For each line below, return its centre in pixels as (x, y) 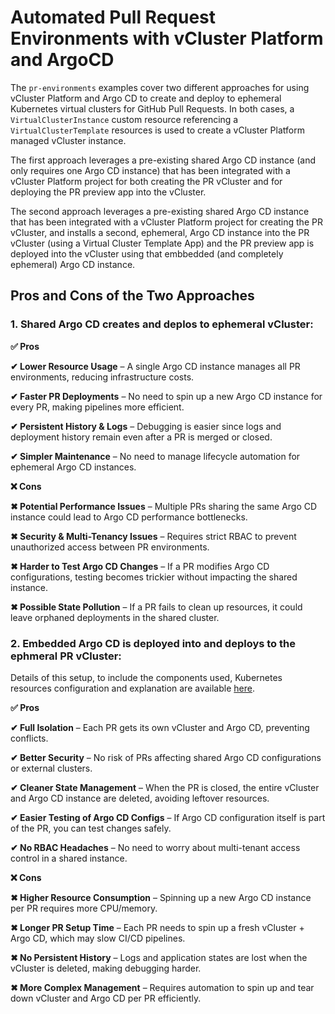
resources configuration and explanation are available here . (132, 688)
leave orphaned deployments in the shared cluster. (115, 617)
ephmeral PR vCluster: (66, 656)
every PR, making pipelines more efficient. (97, 407)
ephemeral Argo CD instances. (73, 467)
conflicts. (29, 738)
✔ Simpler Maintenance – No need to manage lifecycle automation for (155, 456)
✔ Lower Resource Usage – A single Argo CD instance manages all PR (155, 366)
